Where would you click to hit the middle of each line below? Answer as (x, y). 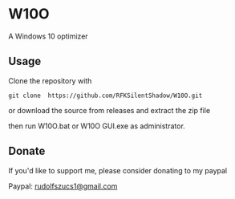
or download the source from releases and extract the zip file (109, 110)
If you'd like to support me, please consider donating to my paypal (118, 170)
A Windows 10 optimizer (48, 36)
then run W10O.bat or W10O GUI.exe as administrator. (97, 126)
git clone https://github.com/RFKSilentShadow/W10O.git (105, 95)
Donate (27, 151)
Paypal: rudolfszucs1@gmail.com (63, 186)
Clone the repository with (50, 80)
